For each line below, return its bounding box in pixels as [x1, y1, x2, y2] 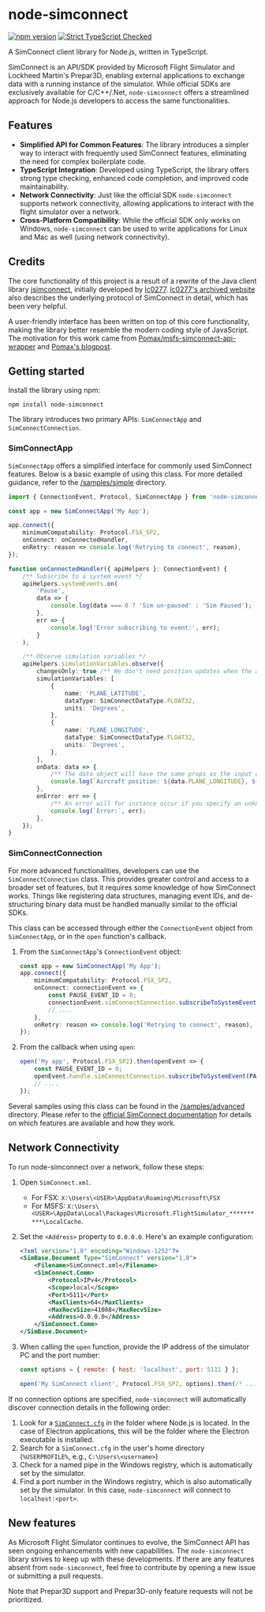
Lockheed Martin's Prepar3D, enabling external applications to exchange [8, 70, 245, 80]
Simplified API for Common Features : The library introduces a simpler [19, 140, 249, 149]
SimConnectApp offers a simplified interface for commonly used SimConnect [8, 461, 252, 470]
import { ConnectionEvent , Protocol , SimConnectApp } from [8, 492, 207, 501]
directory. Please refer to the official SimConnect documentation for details [8, 1109, 252, 1119]
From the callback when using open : [19, 1042, 136, 1052]
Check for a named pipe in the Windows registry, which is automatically [19, 1459, 253, 1469]
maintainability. [19, 182, 69, 191]
